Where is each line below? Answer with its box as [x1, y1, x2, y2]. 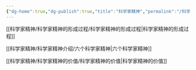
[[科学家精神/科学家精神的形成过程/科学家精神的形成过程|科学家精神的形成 [6, 25, 184, 32]
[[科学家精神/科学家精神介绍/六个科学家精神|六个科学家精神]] [6, 45, 152, 52]
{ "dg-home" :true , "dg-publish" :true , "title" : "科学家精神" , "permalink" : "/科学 [6, 8, 191, 15]
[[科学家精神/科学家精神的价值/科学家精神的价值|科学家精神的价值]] [6, 57, 167, 64]
